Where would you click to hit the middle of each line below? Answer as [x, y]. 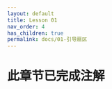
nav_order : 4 [26, 26]
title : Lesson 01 [32, 20]
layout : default [31, 14]
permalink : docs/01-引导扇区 [47, 40]
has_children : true [35, 33]
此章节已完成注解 [56, 76]
